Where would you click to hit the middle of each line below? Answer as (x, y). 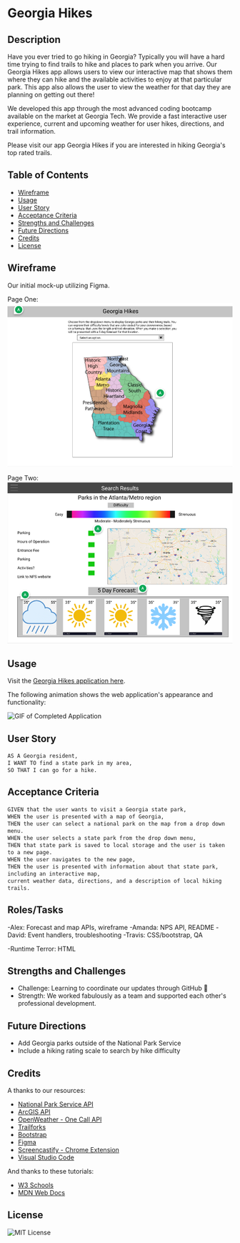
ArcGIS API (34, 1112)
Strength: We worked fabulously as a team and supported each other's (122, 996)
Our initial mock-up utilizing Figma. (59, 285)
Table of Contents (48, 175)
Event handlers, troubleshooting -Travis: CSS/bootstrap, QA (115, 935)
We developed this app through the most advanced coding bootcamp (110, 108)
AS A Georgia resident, (43, 756)
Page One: (23, 299)
